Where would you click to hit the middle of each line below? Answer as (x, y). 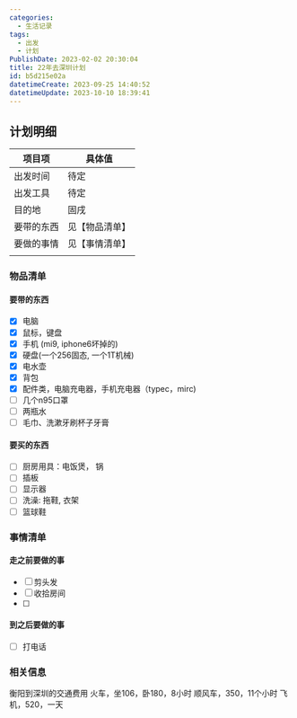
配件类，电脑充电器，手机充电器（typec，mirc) (109, 388)
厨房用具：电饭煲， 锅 (63, 466)
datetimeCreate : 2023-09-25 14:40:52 (80, 84)
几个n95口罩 (45, 400)
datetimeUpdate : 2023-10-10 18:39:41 (80, 93)
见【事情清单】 (100, 244)
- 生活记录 (35, 26)
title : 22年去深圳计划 (48, 68)
